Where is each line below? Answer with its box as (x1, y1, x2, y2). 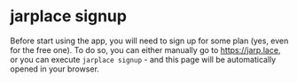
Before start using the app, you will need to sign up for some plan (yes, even (10, 35, 289, 46)
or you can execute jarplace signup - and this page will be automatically (10, 54, 277, 64)
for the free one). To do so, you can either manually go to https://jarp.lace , (10, 44, 281, 55)
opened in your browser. (10, 64, 100, 74)
